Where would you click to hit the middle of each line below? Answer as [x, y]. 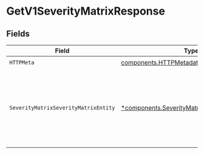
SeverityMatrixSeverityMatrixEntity [62, 108]
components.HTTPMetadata [161, 62]
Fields [18, 34]
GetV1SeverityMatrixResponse [86, 11]
